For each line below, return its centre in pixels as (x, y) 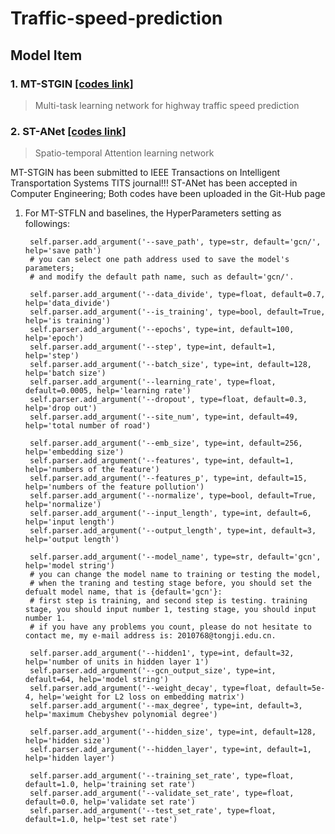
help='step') (52, 356)
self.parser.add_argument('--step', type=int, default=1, (153, 347)
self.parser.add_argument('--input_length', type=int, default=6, (170, 513)
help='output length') (72, 540)
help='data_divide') (67, 303)
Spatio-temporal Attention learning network (124, 153)
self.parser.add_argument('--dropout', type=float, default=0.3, (168, 400)
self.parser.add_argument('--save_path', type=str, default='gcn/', (175, 242)
